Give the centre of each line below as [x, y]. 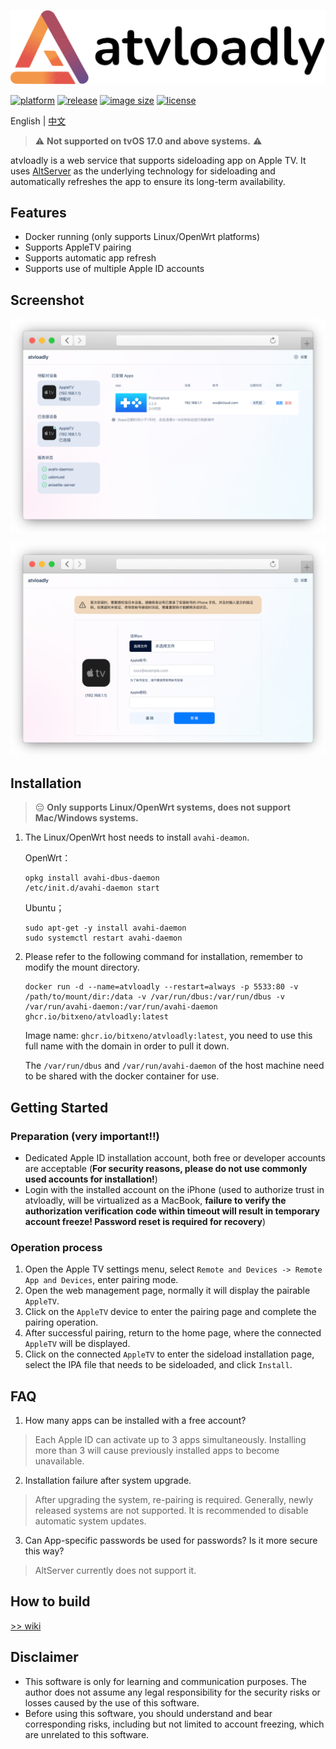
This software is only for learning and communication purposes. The [165, 1681]
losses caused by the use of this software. [112, 1702]
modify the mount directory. [82, 967]
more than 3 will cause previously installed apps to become [157, 1451]
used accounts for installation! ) [91, 1179]
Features [38, 213]
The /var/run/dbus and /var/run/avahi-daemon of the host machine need [174, 1066]
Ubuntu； [44, 908]
